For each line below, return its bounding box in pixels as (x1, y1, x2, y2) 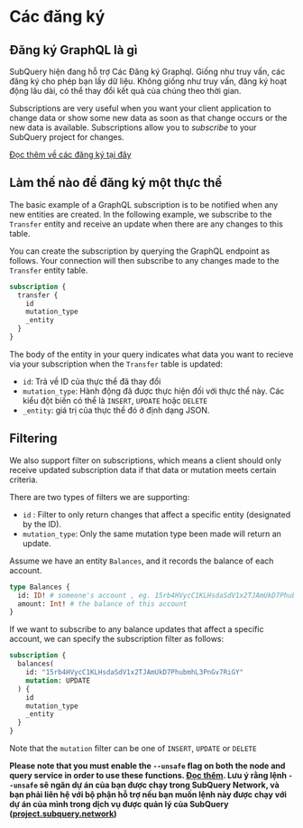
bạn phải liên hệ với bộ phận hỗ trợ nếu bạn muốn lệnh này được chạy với (9, 789, 287, 800)
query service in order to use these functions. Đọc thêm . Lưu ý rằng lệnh (9, 770, 287, 780)
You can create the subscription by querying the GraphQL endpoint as (9, 246, 271, 256)
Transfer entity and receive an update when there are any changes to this (9, 219, 284, 229)
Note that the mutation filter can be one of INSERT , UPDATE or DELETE (9, 743, 257, 753)
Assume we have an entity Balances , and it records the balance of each (9, 555, 274, 566)
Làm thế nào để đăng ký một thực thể (9, 175, 223, 191)
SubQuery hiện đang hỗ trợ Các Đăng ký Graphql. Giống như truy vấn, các (9, 66, 286, 77)
